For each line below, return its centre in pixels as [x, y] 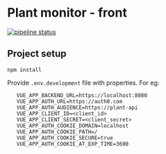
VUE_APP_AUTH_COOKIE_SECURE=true [65, 138]
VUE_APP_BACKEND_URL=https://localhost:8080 [82, 95]
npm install [24, 70]
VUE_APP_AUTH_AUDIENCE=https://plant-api [77, 108]
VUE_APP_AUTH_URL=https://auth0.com [69, 101]
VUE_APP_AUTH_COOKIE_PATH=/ [57, 132]
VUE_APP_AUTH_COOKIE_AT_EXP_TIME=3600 [73, 144]
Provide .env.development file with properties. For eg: [83, 83]
